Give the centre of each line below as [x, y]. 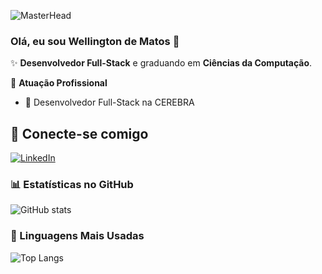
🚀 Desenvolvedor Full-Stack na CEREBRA [109, 102]
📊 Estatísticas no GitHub [72, 185]
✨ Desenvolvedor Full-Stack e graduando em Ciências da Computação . [161, 63]
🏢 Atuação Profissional [59, 83]
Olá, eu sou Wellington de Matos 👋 [95, 41]
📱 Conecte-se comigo [79, 133]
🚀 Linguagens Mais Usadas [77, 236]
